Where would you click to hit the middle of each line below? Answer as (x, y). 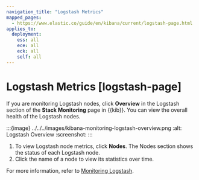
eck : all (28, 51)
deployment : (27, 34)
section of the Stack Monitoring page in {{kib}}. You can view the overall (97, 110)
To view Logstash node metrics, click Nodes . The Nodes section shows (104, 146)
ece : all (28, 46)
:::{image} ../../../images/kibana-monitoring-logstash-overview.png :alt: (94, 128)
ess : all (28, 40)
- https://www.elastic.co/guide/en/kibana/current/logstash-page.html (102, 23)
